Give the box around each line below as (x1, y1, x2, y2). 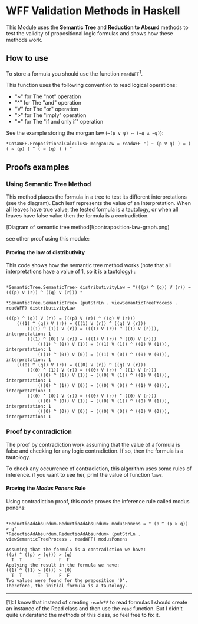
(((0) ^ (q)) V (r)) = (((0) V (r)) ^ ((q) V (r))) (16, 362, 146, 368)
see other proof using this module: (6, 235, 90, 242)
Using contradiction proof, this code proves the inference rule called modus (6, 498, 190, 505)
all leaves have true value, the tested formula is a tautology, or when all (6, 206, 179, 213)
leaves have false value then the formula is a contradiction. (6, 212, 149, 219)
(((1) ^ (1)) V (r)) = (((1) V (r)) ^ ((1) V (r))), (27, 326, 160, 332)
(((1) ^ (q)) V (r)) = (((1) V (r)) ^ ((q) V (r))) (16, 321, 146, 327)
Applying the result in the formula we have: (6, 562, 120, 568)
